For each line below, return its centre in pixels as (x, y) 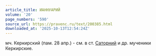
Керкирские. (19, 48)
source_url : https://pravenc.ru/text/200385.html (59, 24)
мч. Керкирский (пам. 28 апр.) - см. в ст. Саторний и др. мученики (78, 43)
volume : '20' (19, 15)
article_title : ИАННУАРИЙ (33, 10)
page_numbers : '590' (27, 19)
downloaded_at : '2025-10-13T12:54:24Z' (48, 29)
